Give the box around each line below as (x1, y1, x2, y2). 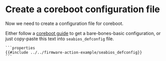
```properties (5, 45, 36, 50)
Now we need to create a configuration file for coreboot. (5, 20, 124, 26)
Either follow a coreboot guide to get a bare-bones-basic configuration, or (5, 30, 161, 36)
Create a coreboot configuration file (5, 4, 160, 15)
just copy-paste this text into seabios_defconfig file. (5, 36, 115, 42)
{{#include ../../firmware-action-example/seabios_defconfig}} (5, 50, 143, 55)
